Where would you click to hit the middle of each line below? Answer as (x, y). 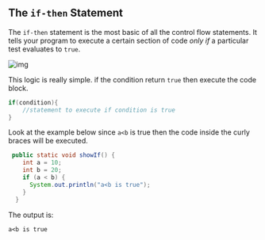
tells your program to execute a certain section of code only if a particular (129, 40)
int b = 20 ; (42, 170)
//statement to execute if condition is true (99, 110)
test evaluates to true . (44, 49)
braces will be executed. (48, 141)
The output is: (31, 215)
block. (19, 88)
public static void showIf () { (63, 155)
